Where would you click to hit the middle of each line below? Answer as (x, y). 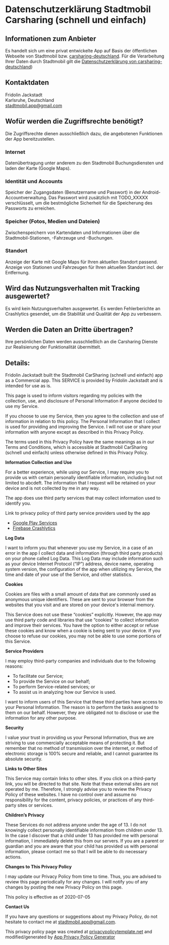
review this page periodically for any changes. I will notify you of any (76, 882)
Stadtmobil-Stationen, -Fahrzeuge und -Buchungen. (60, 238)
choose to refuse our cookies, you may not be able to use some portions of (83, 636)
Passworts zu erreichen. (31, 208)
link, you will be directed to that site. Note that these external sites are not (82, 784)
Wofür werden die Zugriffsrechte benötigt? (74, 121)
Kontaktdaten (27, 82)
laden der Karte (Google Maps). (38, 168)
